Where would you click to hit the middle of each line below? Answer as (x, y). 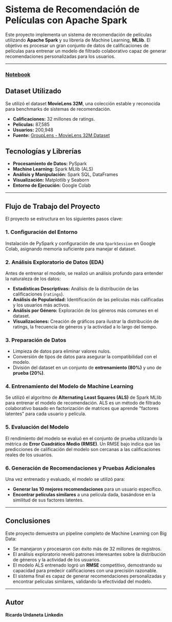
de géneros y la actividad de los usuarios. (57, 559)
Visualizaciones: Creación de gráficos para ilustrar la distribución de (86, 321)
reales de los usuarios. (29, 455)
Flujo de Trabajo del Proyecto (53, 206)
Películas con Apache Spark (66, 20)
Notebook (18, 74)
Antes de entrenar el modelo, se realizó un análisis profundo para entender (84, 273)
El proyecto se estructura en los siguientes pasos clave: (64, 219)
